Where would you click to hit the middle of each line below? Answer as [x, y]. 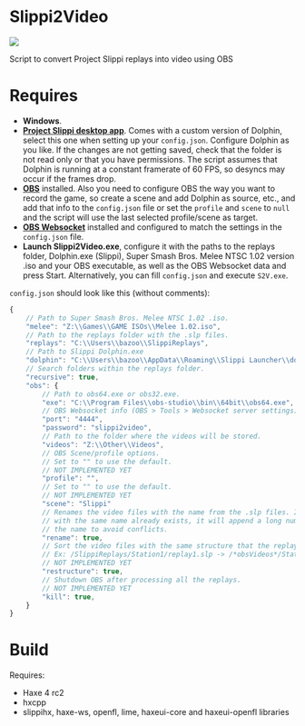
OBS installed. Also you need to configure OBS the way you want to [148, 188]
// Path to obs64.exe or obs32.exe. [111, 394]
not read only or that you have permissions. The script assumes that [150, 159]
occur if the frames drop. [69, 178]
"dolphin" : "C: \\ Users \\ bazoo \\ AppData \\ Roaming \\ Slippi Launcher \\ [158, 361]
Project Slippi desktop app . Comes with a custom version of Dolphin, [152, 130]
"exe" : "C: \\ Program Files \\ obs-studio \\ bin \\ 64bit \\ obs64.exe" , [168, 403]
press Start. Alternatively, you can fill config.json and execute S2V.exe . [155, 275]
